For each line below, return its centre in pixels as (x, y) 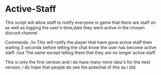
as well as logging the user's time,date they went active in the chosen (75, 27)
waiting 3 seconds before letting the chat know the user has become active (81, 47)
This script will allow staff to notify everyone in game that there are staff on (80, 22)
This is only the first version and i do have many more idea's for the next (78, 62)
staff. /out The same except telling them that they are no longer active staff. (81, 53)
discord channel (21, 33)
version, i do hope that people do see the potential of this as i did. (71, 67)
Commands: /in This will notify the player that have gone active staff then (79, 42)
